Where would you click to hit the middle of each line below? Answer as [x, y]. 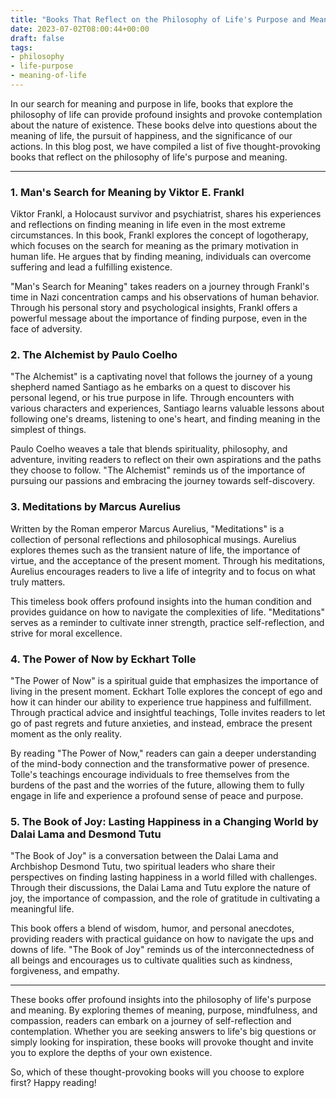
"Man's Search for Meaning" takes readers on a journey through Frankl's [160, 287]
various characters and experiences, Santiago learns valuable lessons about [167, 408]
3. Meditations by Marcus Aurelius [96, 507]
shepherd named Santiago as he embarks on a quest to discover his [150, 387]
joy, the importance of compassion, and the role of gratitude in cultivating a [165, 898]
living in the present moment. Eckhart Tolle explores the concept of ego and [166, 692]
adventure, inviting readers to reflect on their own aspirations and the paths [166, 460]
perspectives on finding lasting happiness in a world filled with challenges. [164, 877]
